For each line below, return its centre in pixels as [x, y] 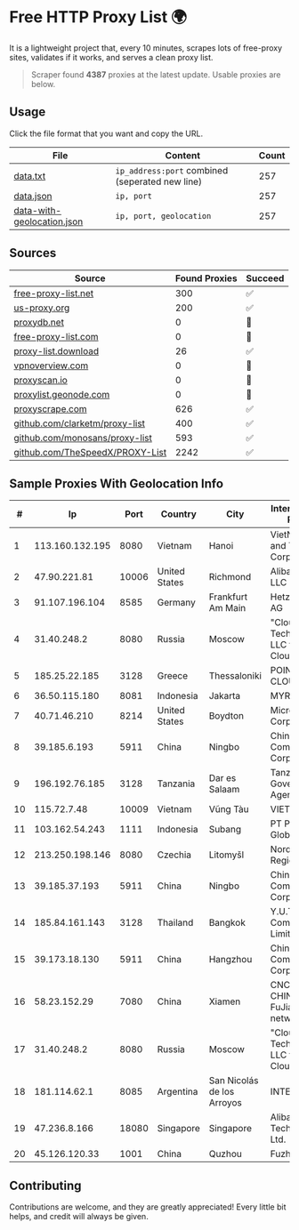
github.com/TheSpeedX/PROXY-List [90, 452]
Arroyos [225, 1103]
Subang [225, 830]
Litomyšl [226, 855]
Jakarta [225, 696]
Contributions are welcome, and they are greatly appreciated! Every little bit [148, 1207]
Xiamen [225, 1001]
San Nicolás [234, 1081]
